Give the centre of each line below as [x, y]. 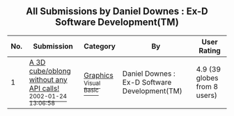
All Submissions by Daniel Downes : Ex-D [117, 11]
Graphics [98, 75]
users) [206, 95]
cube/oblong [50, 71]
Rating [209, 50]
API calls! [44, 88]
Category [100, 46]
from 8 [207, 86]
